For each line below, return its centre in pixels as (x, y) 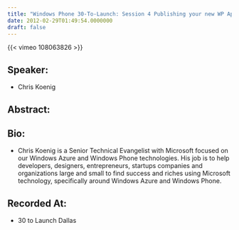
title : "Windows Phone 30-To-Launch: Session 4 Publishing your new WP (116, 14)
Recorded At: (37, 203)
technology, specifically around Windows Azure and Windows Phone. (119, 181)
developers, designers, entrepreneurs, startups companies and (110, 166)
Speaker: (28, 69)
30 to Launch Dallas (47, 221)
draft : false (27, 27)
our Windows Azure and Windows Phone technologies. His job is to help (123, 158)
